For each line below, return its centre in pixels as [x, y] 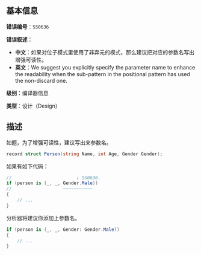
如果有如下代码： [27, 166]
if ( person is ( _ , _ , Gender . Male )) [52, 183]
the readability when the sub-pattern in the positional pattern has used [103, 74]
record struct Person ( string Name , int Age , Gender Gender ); [85, 154]
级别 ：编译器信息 [27, 93]
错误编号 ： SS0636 [28, 27]
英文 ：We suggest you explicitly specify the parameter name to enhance [105, 67]
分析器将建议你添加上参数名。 [43, 218]
